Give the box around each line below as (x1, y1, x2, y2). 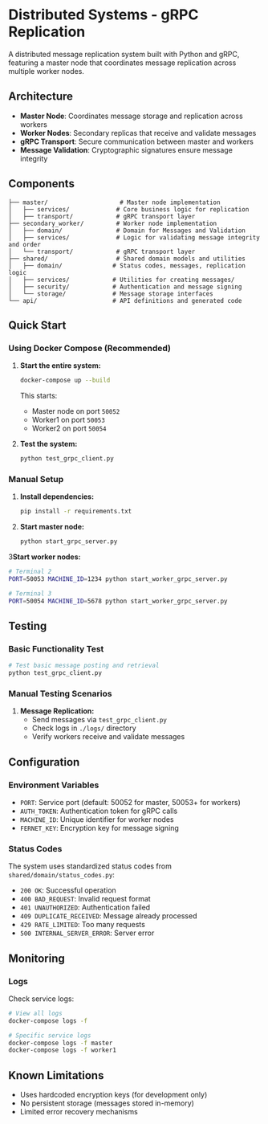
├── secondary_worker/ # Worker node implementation (8, 219, 217, 227)
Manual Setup (8, 473, 64, 484)
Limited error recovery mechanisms (19, 1107, 138, 1117)
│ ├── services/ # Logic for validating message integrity (8, 233, 261, 242)
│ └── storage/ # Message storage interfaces (8, 289, 214, 298)
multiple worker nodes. (8, 66, 84, 76)
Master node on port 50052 (31, 407, 120, 416)
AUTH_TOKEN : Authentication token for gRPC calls (19, 806, 178, 815)
